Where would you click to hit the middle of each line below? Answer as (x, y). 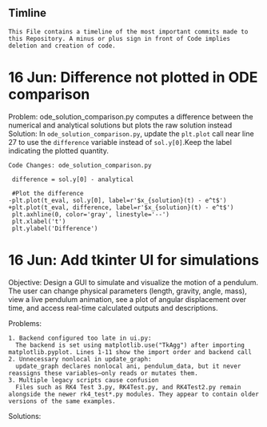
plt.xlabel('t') (39, 221)
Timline (27, 13)
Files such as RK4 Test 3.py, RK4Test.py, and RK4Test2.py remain (128, 387)
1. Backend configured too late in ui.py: (80, 338)
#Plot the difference (48, 193)
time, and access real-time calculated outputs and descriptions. (113, 308)
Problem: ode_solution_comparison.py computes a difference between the (131, 116)
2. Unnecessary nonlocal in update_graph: (80, 359)
